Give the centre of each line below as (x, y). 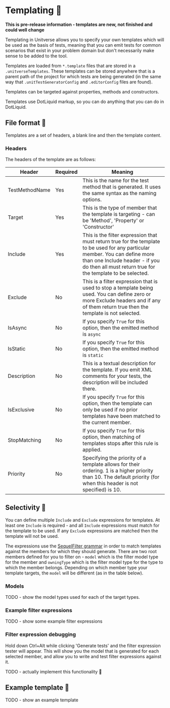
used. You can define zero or (117, 294)
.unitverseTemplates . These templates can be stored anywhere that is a (80, 71)
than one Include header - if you (121, 261)
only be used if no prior (110, 410)
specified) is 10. (102, 490)
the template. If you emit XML (118, 370)
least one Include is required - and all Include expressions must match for (82, 525)
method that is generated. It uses (122, 187)
